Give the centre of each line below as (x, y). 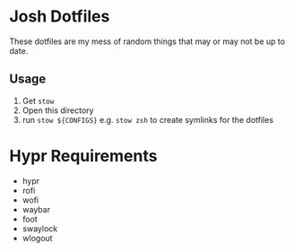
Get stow (38, 100)
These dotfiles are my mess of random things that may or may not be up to (147, 41)
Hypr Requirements (83, 156)
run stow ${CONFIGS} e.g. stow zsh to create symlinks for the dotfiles (148, 119)
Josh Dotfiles (60, 17)
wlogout (37, 238)
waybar (36, 209)
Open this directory (58, 110)
